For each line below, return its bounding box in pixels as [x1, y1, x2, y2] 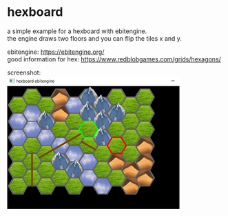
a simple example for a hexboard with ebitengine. [7, 27, 147, 35]
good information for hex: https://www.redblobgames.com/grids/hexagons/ [7, 55, 222, 63]
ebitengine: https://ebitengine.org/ [7, 48, 105, 56]
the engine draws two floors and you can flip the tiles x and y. [7, 34, 183, 42]
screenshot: [7, 68, 41, 77]
